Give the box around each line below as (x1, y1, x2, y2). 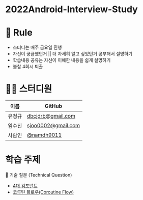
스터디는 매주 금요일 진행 (12, 44, 62, 50)
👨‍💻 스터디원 (5, 83, 52, 95)
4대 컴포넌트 (12, 183, 38, 189)
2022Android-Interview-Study (5, 4, 138, 15)
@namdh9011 (27, 131, 62, 138)
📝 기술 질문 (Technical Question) (5, 172, 72, 178)
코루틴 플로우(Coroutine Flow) (12, 189, 74, 195)
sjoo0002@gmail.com (27, 122, 80, 129)
